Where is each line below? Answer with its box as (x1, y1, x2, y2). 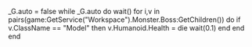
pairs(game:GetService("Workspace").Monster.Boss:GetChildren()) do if (8, 15, 241, 24)
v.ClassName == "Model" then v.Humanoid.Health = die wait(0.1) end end (8, 23, 245, 32)
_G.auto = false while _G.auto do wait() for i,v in (8, 7, 160, 16)
